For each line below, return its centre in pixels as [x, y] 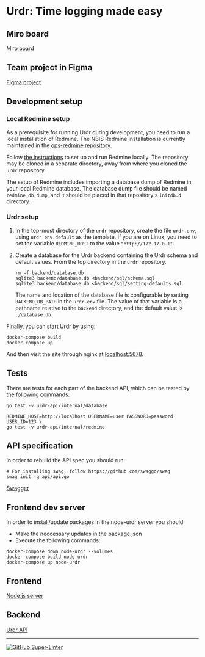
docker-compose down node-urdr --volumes [60, 552]
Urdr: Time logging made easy [85, 11]
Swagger [18, 488]
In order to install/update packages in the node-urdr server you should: [95, 522]
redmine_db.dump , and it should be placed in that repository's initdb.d [94, 195]
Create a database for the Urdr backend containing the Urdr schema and [106, 255]
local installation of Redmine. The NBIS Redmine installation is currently [96, 139]
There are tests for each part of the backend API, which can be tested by [98, 388]
